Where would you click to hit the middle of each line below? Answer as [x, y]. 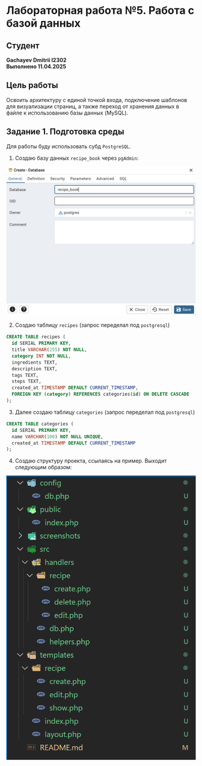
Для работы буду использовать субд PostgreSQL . [69, 146]
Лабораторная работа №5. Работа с [100, 11]
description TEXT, [35, 369]
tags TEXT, [25, 375]
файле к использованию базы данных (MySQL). [67, 113]
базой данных [44, 23]
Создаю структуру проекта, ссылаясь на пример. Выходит [91, 461]
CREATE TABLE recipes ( [36, 337]
